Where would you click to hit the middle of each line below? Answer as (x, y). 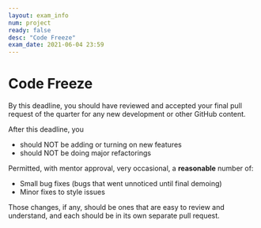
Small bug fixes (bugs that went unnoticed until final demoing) (121, 184)
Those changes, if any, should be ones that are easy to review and (117, 207)
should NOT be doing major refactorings (85, 153)
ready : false (30, 30)
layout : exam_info (38, 15)
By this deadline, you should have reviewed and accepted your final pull (125, 106)
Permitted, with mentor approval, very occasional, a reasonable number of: (131, 168)
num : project (30, 23)
